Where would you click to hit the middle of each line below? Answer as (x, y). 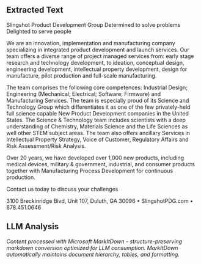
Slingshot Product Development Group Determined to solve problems (93, 24)
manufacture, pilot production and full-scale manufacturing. (82, 75)
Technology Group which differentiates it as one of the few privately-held (98, 107)
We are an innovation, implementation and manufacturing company (91, 43)
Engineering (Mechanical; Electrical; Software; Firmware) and (84, 94)
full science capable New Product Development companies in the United (98, 113)
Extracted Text (35, 10)
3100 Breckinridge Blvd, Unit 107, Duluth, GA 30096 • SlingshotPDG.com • (100, 200)
